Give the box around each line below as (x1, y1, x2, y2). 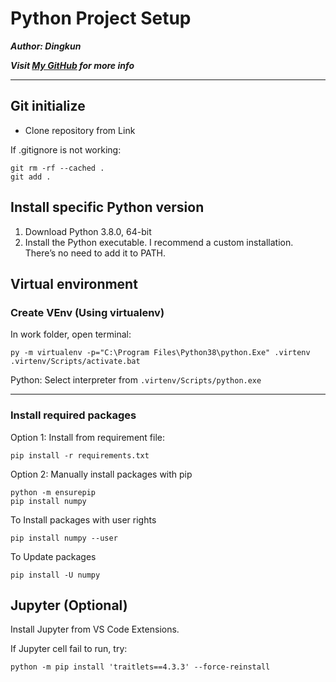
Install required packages (10, 408, 137, 422)
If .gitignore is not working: (10, 143, 122, 156)
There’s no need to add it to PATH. (24, 247, 167, 259)
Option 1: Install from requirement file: (10, 431, 165, 443)
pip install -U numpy (10, 570, 101, 580)
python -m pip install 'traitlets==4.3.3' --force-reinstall (10, 662, 271, 672)
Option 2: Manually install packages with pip (10, 468, 193, 480)
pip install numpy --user (10, 533, 118, 543)
